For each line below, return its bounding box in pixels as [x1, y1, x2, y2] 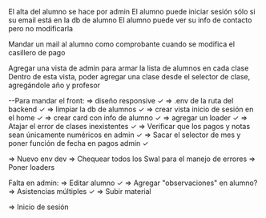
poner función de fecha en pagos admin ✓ [8, 139, 149, 147]
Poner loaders [8, 163, 55, 172]
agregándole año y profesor [8, 80, 101, 90]
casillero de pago [8, 48, 66, 57]
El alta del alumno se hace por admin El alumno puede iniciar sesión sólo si [8, 7, 256, 16]
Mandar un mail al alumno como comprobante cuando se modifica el [8, 39, 235, 49]
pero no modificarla [8, 24, 74, 33]
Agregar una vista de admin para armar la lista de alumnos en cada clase [8, 63, 249, 73]
